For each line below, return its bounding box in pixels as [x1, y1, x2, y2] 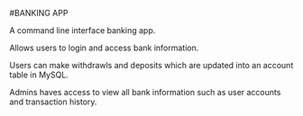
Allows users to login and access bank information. [9, 42, 199, 53]
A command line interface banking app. [9, 25, 156, 35]
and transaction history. [9, 96, 97, 107]
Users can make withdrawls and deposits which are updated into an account [9, 60, 294, 70]
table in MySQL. [9, 69, 69, 80]
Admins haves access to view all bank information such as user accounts [9, 87, 281, 97]
